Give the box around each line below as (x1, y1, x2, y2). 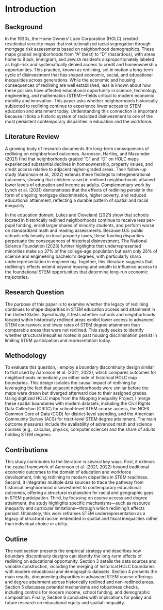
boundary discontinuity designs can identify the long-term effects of (5, 553, 142, 559)
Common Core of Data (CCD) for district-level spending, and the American (5, 411, 154, 417)
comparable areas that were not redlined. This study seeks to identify (5, 327, 144, 333)
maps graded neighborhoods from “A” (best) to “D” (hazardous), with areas (5, 51, 155, 57)
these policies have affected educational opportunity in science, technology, (5, 88, 158, 93)
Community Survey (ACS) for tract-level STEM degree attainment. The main (5, 416, 157, 422)
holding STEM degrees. (5, 432, 52, 438)
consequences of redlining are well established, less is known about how (5, 82, 151, 88)
